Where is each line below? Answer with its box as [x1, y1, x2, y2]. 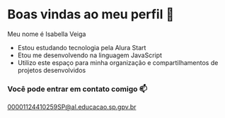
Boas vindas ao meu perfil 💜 [7, 6, 175, 23]
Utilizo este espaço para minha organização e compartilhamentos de [17, 58, 219, 66]
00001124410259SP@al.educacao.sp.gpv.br [7, 102, 137, 112]
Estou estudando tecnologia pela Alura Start [17, 43, 146, 52]
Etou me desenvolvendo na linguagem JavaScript [17, 51, 163, 59]
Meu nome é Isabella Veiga [7, 30, 86, 38]
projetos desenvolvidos [17, 66, 86, 74]
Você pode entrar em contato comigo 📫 [7, 84, 147, 94]
